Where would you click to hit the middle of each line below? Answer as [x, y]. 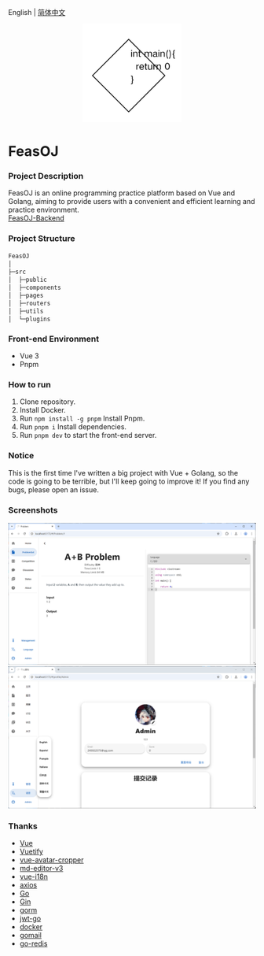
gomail [30, 936]
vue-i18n [34, 876]
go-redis [33, 943]
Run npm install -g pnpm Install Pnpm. [82, 419]
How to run [29, 385]
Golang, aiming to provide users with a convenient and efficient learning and [132, 202]
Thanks [23, 826]
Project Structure [42, 239]
